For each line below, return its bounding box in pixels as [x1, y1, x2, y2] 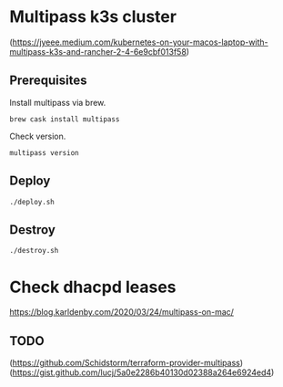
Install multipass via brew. [9, 97, 106, 108]
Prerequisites [9, 73, 87, 89]
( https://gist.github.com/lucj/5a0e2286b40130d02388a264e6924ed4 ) [9, 367, 275, 378]
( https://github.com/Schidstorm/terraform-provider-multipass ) [9, 358, 244, 369]
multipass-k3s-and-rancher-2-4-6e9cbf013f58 [9, 46, 187, 57]
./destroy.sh [9, 246, 59, 256]
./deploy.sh [9, 197, 55, 206]
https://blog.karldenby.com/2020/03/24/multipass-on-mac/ [9, 307, 235, 318]
